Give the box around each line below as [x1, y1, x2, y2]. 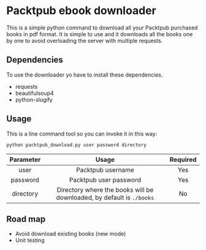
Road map [6, 214, 46, 224]
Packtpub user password [69, 175, 141, 184]
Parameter [9, 155, 41, 164]
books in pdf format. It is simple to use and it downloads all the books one [6, 30, 193, 37]
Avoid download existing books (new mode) [15, 230, 126, 238]
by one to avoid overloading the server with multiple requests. [6, 37, 163, 44]
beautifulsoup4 [15, 89, 54, 97]
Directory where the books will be [56, 185, 154, 194]
